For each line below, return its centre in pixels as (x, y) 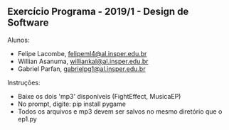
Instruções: (24, 82)
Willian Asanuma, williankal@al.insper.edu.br (83, 61)
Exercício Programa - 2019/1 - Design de (98, 12)
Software (28, 23)
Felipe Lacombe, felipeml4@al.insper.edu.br (82, 53)
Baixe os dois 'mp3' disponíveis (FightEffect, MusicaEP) (99, 96)
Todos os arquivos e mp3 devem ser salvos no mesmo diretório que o (120, 111)
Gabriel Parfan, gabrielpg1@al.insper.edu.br (81, 69)
